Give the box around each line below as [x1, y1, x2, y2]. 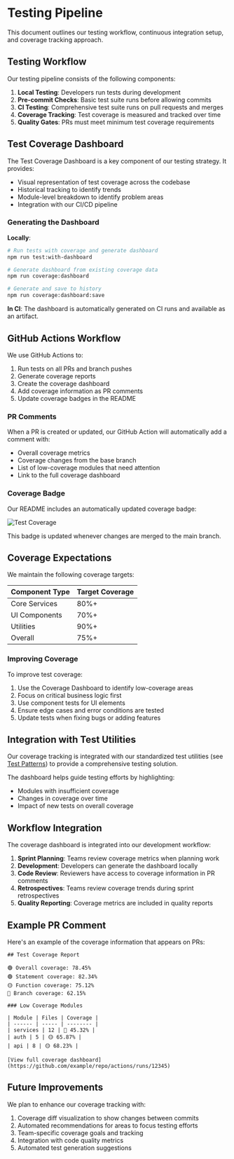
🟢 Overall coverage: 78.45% [7, 965, 91, 972]
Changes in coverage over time [17, 794, 109, 803]
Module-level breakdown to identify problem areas [17, 193, 164, 201]
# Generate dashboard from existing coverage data [7, 266, 158, 273]
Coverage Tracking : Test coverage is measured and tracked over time [17, 110, 221, 118]
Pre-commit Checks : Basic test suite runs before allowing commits [17, 95, 212, 104]
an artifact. [7, 312, 39, 320]
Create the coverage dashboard [17, 379, 110, 388]
